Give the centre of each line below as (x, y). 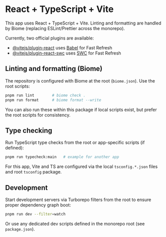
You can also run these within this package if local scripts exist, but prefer (81, 109)
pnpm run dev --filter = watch (35, 214)
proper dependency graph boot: (38, 205)
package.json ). (20, 229)
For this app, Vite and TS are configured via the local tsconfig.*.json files (82, 166)
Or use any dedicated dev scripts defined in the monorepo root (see (75, 223)
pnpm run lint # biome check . (45, 95)
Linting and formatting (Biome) (54, 69)
